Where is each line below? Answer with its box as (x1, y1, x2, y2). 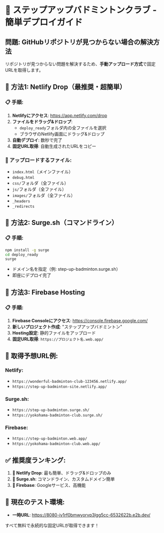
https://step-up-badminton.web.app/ (12, 436, 87, 441)
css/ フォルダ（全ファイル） (12, 180, 69, 186)
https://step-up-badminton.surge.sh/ (12, 407, 90, 413)
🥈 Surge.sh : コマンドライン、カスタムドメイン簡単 (12, 476, 115, 482)
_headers (12, 198, 30, 204)
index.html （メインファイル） (12, 168, 73, 174)
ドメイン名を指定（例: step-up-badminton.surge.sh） (12, 266, 121, 272)
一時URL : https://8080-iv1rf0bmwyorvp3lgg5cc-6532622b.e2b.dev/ (12, 512, 151, 518)
